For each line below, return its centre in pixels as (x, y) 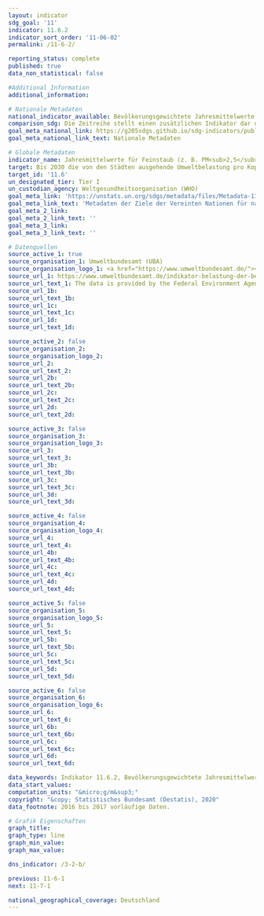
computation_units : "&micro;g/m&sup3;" (73, 792)
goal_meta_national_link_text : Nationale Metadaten (94, 138)
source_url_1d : (33, 320)
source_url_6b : (33, 727)
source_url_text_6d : (42, 764)
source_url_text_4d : (42, 589)
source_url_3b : (33, 465)
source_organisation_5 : (47, 610)
